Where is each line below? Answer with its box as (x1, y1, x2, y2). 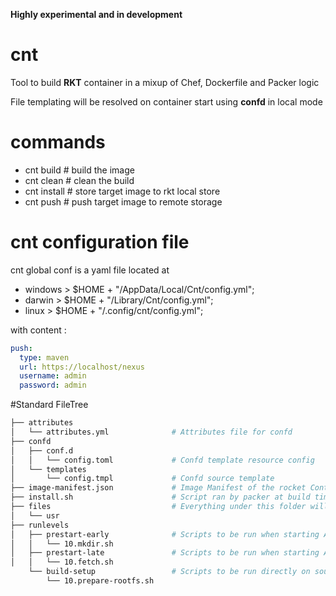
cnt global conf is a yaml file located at (10, 264, 170, 276)
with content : (10, 324, 67, 336)
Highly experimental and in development (10, 9, 183, 20)
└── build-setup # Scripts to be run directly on (28, 567, 311, 577)
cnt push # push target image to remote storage (24, 195, 223, 208)
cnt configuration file (10, 231, 190, 254)
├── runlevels (10, 520, 70, 530)
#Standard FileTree (10, 399, 89, 411)
